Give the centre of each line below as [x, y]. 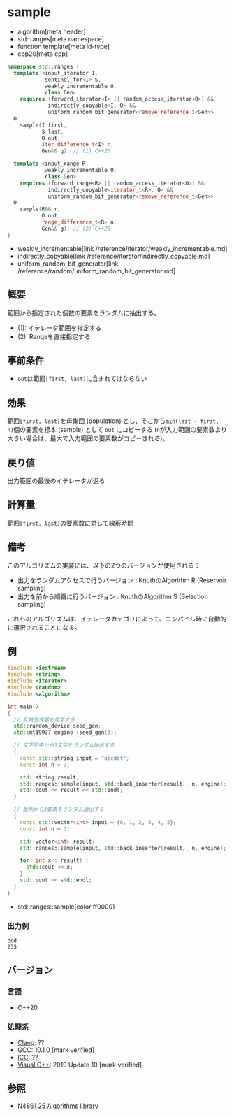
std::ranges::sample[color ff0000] [66, 907]
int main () [23, 707]
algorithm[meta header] [51, 31]
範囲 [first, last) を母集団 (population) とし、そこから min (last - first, [113, 421]
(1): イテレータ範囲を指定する [59, 327]
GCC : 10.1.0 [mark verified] [56, 1050]
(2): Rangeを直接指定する [54, 336]
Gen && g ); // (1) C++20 [76, 151]
